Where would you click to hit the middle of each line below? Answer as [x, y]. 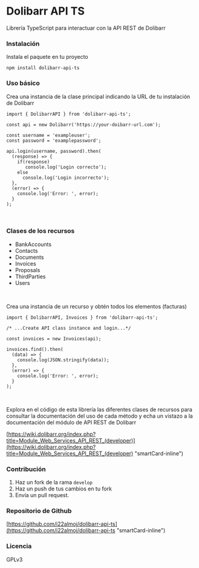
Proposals [28, 270]
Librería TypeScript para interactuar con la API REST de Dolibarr [86, 28]
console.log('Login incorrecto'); [66, 178]
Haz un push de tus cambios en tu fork [63, 489]
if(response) [34, 162]
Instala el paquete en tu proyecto [47, 57]
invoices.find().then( [35, 349]
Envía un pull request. [42, 495]
